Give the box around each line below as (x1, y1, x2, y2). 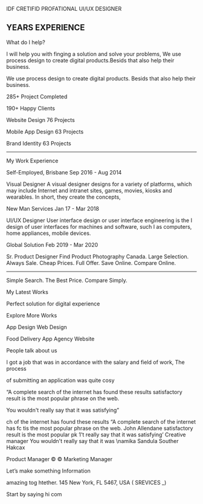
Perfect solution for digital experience (6, 300, 100, 307)
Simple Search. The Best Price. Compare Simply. (6, 276, 128, 284)
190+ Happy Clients (6, 104, 56, 112)
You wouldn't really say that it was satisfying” (6, 406, 120, 413)
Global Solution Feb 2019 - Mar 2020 (6, 241, 98, 248)
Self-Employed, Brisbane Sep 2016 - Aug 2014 (6, 168, 122, 176)
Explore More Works (6, 311, 57, 319)
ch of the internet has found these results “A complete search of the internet (6, 418, 196, 425)
